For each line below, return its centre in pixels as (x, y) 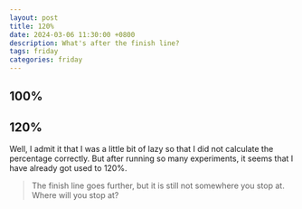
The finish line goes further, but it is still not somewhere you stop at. (158, 185)
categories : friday (46, 60)
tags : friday (34, 52)
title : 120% (32, 26)
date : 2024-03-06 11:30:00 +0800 (72, 34)
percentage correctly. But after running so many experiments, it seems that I (151, 158)
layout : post (34, 18)
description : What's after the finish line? (94, 43)
